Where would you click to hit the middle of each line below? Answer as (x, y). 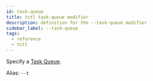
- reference (26, 39)
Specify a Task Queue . (34, 61)
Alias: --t (18, 73)
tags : (13, 34)
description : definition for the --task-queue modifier (76, 22)
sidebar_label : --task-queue (42, 28)
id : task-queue (25, 12)
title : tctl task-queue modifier (47, 17)
